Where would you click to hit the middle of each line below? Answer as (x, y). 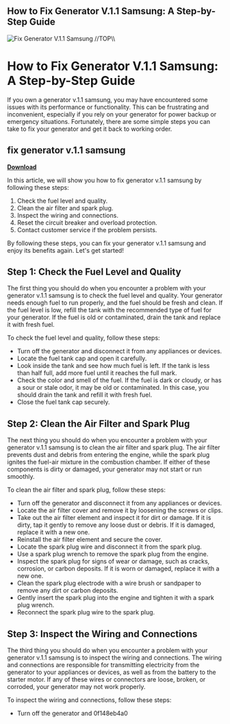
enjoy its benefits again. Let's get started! (66, 250)
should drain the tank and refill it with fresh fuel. (85, 395)
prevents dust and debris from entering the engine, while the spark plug (108, 455)
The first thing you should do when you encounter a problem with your (107, 288)
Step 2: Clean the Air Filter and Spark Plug (99, 424)
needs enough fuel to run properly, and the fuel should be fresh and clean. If (115, 303)
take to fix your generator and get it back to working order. (90, 129)
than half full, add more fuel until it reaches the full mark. (97, 373)
